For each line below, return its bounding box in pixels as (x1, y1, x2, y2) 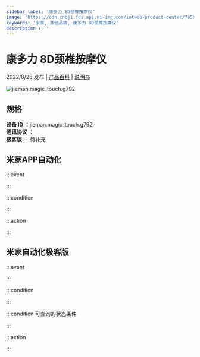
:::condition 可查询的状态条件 (6, 310, 77, 317)
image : (6, 14, 23, 20)
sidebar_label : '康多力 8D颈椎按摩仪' (6, 8, 95, 15)
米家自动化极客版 (6, 247, 69, 257)
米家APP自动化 (6, 155, 61, 165)
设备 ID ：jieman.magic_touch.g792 (6, 121, 93, 128)
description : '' (6, 25, 49, 31)
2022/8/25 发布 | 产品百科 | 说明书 (6, 74, 90, 81)
